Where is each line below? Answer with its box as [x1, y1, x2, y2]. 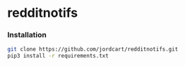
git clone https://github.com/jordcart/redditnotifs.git [7, 46, 179, 53]
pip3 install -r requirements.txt [7, 53, 109, 60]
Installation [7, 30, 47, 40]
